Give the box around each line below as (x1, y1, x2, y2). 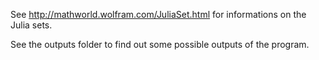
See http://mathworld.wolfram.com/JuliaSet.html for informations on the (10, 9, 307, 20)
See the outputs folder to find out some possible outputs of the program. (10, 39, 310, 50)
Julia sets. (10, 19, 53, 31)
